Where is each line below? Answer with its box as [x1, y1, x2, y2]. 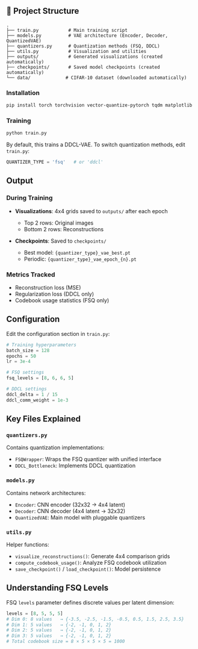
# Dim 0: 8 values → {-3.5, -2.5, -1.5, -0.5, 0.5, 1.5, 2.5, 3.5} [6, 616, 185, 622]
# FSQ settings [6, 370, 45, 376]
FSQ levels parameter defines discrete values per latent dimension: [6, 598, 175, 606]
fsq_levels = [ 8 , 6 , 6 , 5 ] [6, 375, 74, 381]
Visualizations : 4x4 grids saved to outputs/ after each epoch [14, 207, 168, 214]
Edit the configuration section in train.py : [6, 330, 110, 337]
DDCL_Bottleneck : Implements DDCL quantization [14, 462, 136, 470]
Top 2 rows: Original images [23, 219, 94, 226]
